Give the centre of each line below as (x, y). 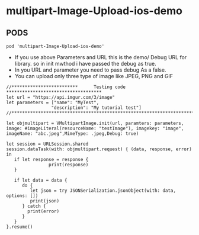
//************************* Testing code (66, 87)
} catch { (34, 206)
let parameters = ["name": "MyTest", (53, 102)
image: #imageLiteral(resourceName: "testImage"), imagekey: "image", (95, 128)
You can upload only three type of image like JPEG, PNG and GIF (94, 76)
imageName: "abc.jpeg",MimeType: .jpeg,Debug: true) (73, 134)
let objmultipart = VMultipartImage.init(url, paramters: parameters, (95, 123)
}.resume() (20, 227)
